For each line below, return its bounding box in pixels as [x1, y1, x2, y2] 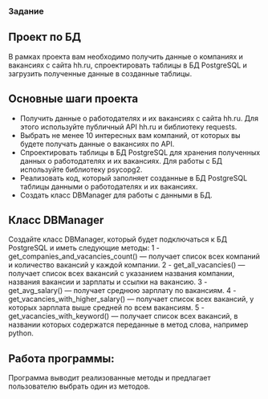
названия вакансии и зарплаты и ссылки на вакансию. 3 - [8, 277, 208, 287]
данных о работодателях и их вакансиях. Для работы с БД [19, 156, 223, 165]
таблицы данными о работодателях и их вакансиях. [19, 181, 198, 191]
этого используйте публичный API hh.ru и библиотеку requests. [19, 122, 238, 132]
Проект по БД [8, 31, 82, 44]
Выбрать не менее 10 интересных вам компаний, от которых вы [19, 130, 241, 140]
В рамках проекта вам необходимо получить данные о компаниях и [8, 51, 243, 61]
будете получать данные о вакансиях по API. [19, 139, 175, 149]
